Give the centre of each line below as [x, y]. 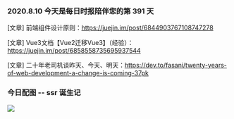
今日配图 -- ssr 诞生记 [44, 93]
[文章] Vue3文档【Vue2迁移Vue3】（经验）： [70, 43]
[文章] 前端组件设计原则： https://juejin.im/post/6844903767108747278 [110, 28]
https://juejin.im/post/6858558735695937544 [74, 51]
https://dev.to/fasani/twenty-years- [175, 65]
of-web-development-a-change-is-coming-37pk [78, 73]
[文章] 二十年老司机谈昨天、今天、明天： [66, 65]
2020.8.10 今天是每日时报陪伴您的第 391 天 [81, 11]
